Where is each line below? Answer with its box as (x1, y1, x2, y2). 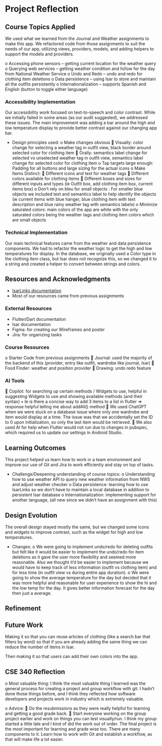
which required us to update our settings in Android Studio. (5, 430, 123, 435)
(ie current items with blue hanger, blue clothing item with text (12, 196, 136, 202)
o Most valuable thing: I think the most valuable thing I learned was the (5, 680, 146, 686)
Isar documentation (12, 321, 51, 327)
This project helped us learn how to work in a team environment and (5, 457, 141, 463)
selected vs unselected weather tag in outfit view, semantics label (12, 155, 144, 161)
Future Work (5, 621, 44, 629)
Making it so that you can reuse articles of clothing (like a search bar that (5, 634, 151, 640)
